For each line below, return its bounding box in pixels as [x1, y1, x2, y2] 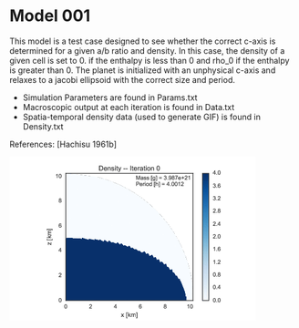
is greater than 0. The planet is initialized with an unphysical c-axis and [9, 65, 276, 76]
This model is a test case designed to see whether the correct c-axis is [9, 36, 276, 46]
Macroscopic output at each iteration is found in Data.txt [22, 101, 235, 112]
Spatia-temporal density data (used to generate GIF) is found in [22, 111, 262, 122]
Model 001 [9, 5, 91, 26]
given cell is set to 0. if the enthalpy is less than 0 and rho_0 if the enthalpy [9, 55, 290, 66]
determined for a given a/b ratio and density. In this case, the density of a [9, 45, 285, 56]
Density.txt [22, 120, 64, 132]
